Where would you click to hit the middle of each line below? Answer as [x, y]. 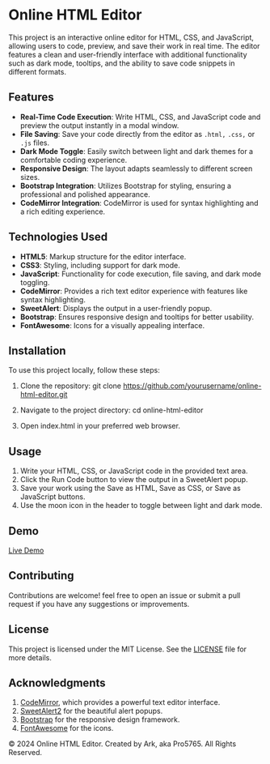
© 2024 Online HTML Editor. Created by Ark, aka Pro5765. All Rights [122, 744]
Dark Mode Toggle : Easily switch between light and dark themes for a [136, 151]
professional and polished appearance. [85, 194]
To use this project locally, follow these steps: [84, 370]
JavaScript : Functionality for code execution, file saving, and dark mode [140, 274]
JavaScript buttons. [53, 497]
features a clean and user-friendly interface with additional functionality [128, 54]
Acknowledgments [57, 683]
